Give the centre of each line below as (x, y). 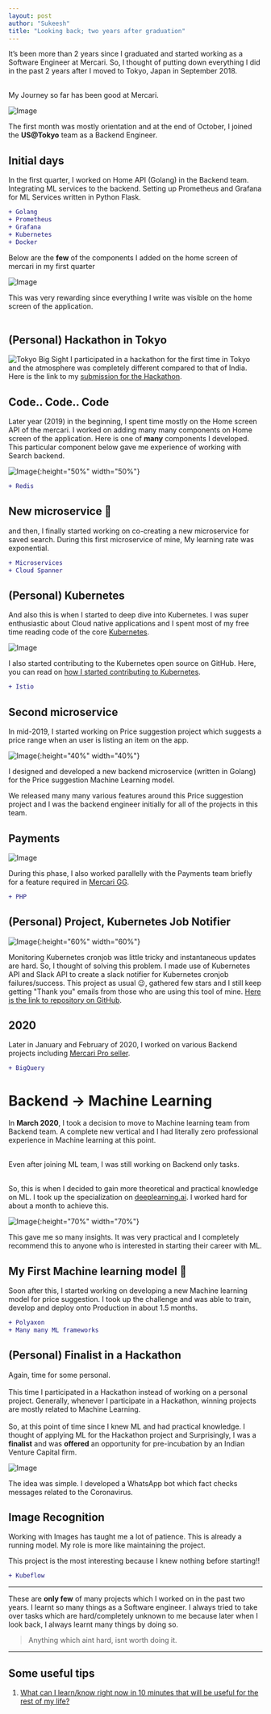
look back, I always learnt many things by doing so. (94, 1624)
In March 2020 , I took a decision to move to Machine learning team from (129, 1123)
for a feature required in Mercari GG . (69, 882)
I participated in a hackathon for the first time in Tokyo (160, 360)
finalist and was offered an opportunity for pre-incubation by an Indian (127, 1443)
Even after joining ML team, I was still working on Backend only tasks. (124, 1164)
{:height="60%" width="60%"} (89, 941)
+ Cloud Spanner (35, 571)
